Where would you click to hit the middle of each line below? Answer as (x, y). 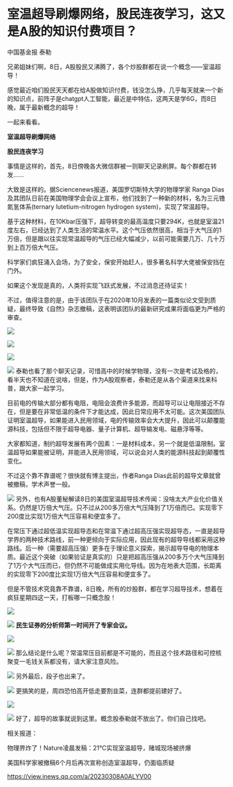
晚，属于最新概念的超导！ (44, 107)
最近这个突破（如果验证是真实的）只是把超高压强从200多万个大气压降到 (122, 557)
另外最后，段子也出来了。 (52, 676)
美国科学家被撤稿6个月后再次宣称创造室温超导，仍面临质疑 (91, 762)
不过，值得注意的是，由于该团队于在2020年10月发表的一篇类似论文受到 (109, 300)
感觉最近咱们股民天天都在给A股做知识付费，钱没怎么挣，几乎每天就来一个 (112, 90)
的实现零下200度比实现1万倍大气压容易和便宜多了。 (81, 574)
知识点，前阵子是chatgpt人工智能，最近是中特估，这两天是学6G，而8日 (115, 98)
